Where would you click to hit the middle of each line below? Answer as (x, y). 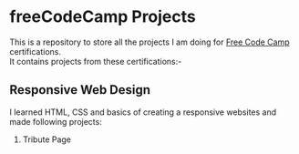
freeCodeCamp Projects (103, 17)
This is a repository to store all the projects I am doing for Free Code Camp (149, 42)
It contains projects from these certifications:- (96, 61)
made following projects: (56, 121)
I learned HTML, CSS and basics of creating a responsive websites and (143, 112)
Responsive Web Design (80, 90)
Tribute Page (46, 139)
